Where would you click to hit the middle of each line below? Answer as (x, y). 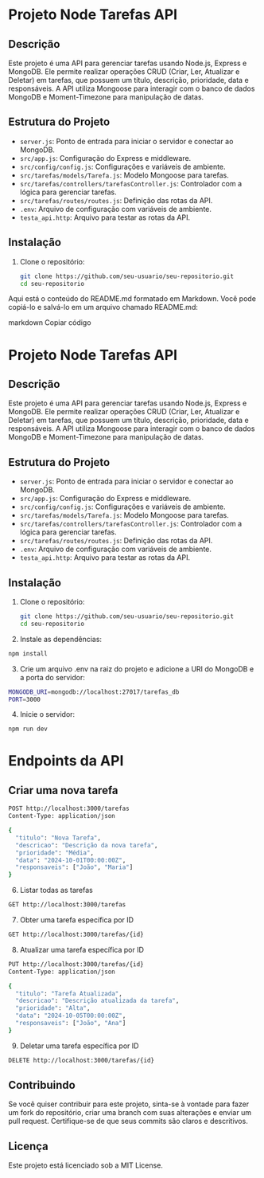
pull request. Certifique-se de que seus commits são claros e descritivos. (128, 1121)
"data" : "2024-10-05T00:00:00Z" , (71, 1016)
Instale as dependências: (60, 639)
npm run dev (28, 729)
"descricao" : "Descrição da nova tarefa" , (87, 845)
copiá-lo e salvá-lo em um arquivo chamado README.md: (103, 307)
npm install (28, 654)
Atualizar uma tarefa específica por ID (82, 949)
